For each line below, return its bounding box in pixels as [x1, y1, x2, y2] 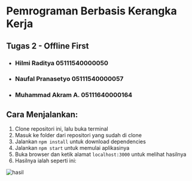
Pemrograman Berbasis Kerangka [6, 4, 178, 18]
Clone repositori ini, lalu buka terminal [14, 125, 109, 132]
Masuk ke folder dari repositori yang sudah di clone [14, 132, 142, 139]
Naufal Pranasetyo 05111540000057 [14, 75, 124, 83]
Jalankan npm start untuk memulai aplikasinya [14, 144, 130, 152]
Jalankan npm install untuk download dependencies [14, 138, 147, 145]
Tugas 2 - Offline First [6, 41, 89, 51]
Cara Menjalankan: [6, 109, 78, 119]
